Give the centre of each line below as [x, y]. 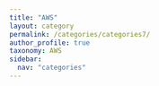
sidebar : [26, 59]
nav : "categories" [52, 68]
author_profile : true [50, 43]
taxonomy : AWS [36, 51]
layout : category [42, 26]
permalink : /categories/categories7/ [80, 34]
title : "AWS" [34, 17]
